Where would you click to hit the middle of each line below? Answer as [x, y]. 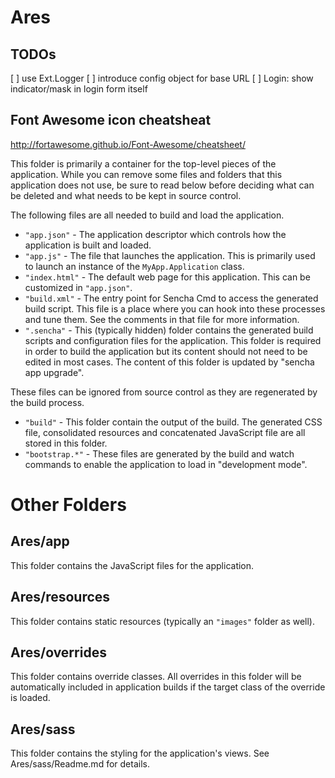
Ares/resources [60, 597]
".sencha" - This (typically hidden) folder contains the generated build [169, 330]
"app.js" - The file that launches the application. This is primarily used [170, 255]
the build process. [47, 402]
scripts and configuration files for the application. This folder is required [173, 340]
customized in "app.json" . [78, 287]
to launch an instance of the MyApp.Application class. [134, 266]
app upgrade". [54, 372]
